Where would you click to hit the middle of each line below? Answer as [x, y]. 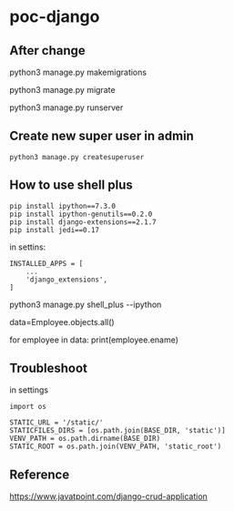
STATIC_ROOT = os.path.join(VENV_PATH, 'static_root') [116, 447]
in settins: [28, 247]
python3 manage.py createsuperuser [77, 157]
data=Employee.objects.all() [62, 322]
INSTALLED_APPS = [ [46, 263]
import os [28, 407]
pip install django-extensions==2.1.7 [83, 222]
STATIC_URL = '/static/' [56, 423]
